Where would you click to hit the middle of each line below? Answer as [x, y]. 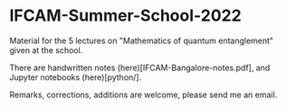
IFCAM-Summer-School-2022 [125, 16]
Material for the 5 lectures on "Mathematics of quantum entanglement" [142, 41]
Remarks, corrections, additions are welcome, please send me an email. [143, 95]
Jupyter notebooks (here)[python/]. [76, 77]
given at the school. [46, 50]
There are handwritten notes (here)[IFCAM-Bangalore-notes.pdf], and [140, 68]
